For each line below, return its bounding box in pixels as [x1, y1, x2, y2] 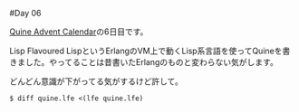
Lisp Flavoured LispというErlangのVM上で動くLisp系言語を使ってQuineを [9, 45, 283, 56]
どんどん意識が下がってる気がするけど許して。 [9, 76, 184, 87]
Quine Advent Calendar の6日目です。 [9, 26, 149, 37]
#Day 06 [9, 8, 42, 18]
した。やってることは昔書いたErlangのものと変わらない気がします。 [24, 57, 278, 67]
